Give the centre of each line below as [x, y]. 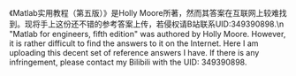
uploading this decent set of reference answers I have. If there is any [134, 53]
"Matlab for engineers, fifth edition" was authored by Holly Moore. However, [148, 34]
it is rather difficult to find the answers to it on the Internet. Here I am [134, 43]
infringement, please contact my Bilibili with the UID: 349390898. [128, 62]
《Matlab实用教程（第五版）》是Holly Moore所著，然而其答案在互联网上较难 [144, 13]
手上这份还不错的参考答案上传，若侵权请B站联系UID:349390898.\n [162, 24]
